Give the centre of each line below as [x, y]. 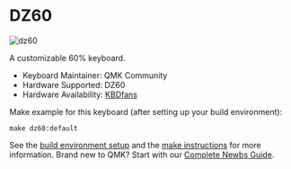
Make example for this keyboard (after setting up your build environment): [146, 111]
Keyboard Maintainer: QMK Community [95, 75]
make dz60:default [44, 128]
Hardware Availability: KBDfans [79, 94]
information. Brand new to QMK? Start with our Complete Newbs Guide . [142, 155]
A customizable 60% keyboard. [67, 58]
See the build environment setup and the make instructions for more [136, 145]
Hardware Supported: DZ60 [74, 84]
